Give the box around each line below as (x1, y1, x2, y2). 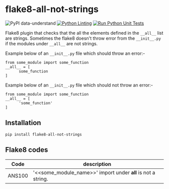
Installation (5, 119, 41, 127)
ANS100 (8, 172, 29, 179)
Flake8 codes (5, 146, 48, 154)
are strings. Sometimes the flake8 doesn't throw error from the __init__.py (5, 35, 161, 41)
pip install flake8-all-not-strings (5, 132, 82, 137)
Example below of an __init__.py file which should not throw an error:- (5, 82, 153, 88)
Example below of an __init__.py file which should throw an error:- (5, 50, 145, 56)
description (82, 160, 112, 167)
